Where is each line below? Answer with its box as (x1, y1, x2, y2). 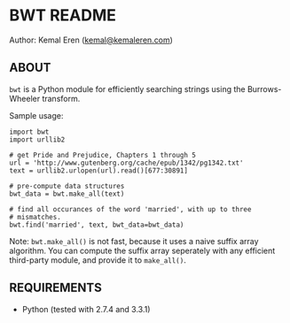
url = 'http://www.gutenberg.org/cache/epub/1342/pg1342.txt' (9, 158, 244, 167)
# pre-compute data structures (9, 181, 125, 190)
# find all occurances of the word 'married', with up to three (9, 204, 252, 213)
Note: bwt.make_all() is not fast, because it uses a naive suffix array (9, 235, 259, 246)
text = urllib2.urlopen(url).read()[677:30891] (9, 165, 189, 175)
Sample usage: (9, 110, 64, 120)
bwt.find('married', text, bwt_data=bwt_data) (9, 220, 184, 229)
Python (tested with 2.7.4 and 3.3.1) (21, 304, 151, 314)
